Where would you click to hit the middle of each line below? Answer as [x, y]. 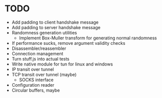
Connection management [37, 53]
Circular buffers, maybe [36, 90]
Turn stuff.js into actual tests [40, 59]
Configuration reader [33, 85]
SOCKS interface [36, 80]
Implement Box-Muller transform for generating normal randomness [88, 38]
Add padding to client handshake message [55, 22]
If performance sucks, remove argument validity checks [68, 43]
